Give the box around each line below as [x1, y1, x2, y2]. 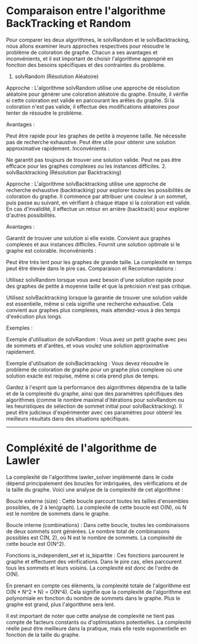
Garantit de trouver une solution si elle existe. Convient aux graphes [6, 235, 171, 242]
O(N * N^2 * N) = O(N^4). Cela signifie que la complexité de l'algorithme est [6, 588, 192, 595]
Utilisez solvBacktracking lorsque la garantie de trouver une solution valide [6, 294, 187, 301]
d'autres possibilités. [6, 212, 57, 219]
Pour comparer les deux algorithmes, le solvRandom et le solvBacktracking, [6, 36, 190, 43]
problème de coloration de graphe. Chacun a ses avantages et [6, 48, 158, 56]
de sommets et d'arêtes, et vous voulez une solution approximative [6, 341, 169, 349]
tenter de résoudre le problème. [6, 109, 84, 116]
